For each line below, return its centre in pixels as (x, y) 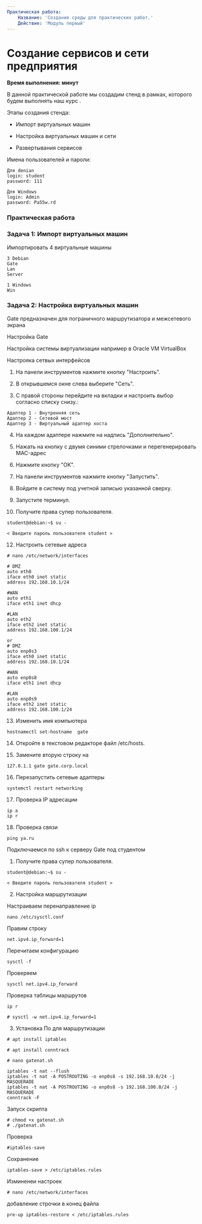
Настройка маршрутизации (51, 894)
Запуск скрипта (27, 1109)
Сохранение (23, 1159)
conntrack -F (23, 1097)
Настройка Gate (28, 336)
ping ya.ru (21, 838)
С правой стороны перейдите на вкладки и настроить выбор (95, 395)
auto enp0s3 (22, 651)
